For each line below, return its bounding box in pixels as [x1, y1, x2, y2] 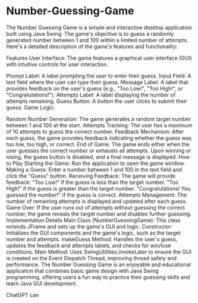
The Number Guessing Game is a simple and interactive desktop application [6, 24, 192, 31]
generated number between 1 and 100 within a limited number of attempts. [6, 36, 188, 43]
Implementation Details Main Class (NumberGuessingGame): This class [6, 216, 181, 224]
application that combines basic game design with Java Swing [6, 267, 159, 274]
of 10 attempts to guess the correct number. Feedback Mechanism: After [6, 128, 184, 135]
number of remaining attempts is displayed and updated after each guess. [6, 198, 187, 205]
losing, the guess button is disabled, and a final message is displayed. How [6, 153, 190, 160]
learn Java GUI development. [6, 280, 77, 287]
